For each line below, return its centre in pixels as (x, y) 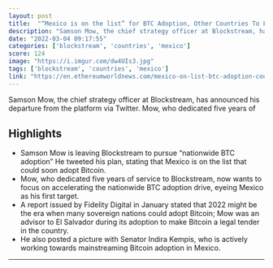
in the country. (44, 231)
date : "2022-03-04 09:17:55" (58, 39)
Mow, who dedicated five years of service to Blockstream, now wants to (141, 179)
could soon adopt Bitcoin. (63, 171)
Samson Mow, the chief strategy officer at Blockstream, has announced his (134, 99)
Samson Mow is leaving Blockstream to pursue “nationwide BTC (128, 153)
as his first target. (50, 197)
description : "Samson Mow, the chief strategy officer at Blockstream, (132, 31)
